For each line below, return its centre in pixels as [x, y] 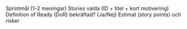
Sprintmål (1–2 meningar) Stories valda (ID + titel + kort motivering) [87, 8]
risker [12, 21]
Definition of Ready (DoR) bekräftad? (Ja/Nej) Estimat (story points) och [93, 14]
